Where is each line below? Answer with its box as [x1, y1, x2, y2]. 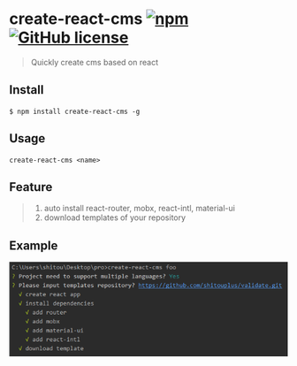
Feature [9, 179, 53, 194]
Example [9, 238, 58, 253]
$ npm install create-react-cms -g [9, 107, 141, 116]
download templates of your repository [43, 212, 187, 223]
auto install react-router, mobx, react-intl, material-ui [43, 203, 236, 214]
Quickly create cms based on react [30, 57, 159, 67]
